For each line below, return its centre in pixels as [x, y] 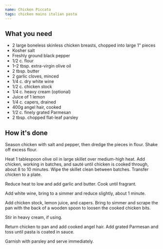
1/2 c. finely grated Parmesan [42, 113]
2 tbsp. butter [26, 71]
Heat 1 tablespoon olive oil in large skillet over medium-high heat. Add [75, 159]
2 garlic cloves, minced [36, 76]
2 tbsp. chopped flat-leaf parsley [45, 117]
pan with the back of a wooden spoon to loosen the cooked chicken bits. [78, 208]
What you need [29, 34]
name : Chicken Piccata [28, 9]
